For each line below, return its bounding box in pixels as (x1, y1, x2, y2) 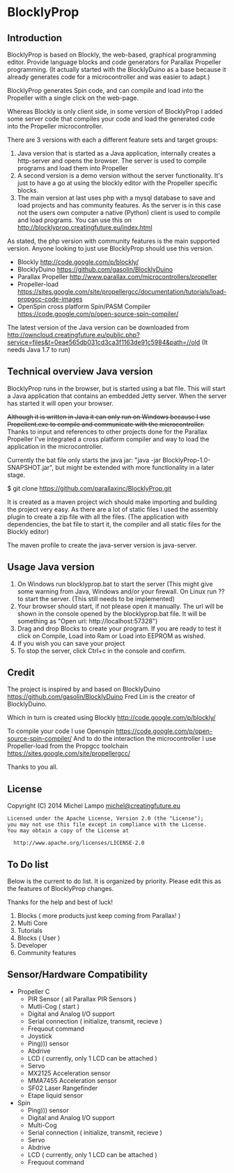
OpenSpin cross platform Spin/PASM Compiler (17, 302, 151, 311)
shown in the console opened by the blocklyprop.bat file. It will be (17, 609, 207, 618)
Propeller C (17, 987, 50, 996)
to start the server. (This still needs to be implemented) (17, 594, 175, 603)
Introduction (7, 32, 63, 44)
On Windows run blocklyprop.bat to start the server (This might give (17, 580, 214, 588)
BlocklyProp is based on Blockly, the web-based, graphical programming (7, 50, 217, 59)
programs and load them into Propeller (17, 164, 129, 172)
